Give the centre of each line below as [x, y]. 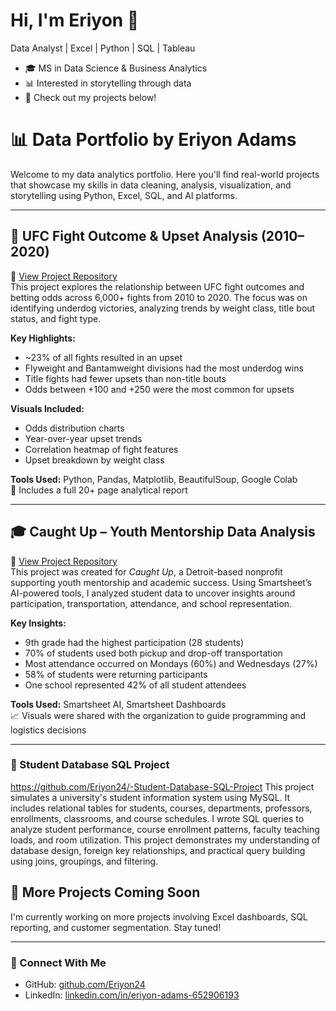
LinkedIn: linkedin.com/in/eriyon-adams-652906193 [132, 995]
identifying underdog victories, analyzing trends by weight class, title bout [163, 308]
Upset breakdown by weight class [94, 460]
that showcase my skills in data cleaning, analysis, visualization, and [151, 185]
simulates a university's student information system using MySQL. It [150, 797]
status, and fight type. [56, 318]
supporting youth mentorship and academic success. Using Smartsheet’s [161, 582]
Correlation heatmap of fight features [101, 449]
